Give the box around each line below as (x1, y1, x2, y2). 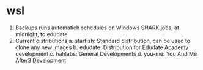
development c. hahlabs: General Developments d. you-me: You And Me (15, 50, 197, 57)
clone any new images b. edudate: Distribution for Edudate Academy (15, 44, 189, 51)
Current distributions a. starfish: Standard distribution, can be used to (15, 37, 191, 44)
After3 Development (15, 56, 67, 64)
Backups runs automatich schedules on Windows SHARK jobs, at (15, 24, 179, 31)
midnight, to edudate (15, 30, 68, 37)
